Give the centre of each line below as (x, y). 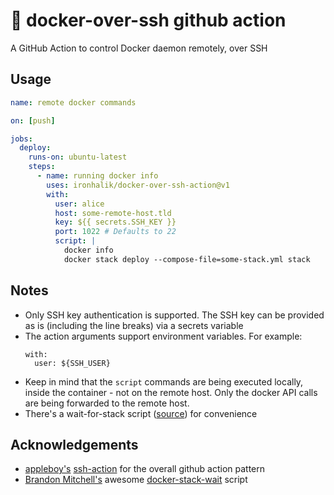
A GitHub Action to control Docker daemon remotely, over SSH (139, 48)
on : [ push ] (33, 120)
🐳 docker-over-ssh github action (148, 20)
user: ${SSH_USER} (72, 363)
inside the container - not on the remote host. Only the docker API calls (171, 392)
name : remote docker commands (73, 102)
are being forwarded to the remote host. (107, 403)
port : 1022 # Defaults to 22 (115, 232)
